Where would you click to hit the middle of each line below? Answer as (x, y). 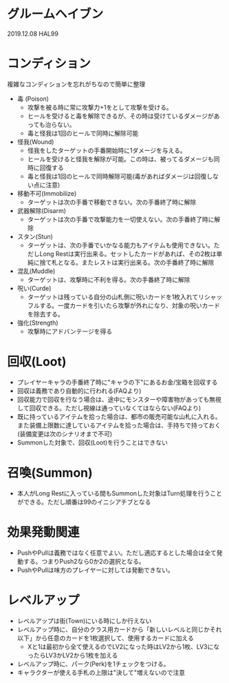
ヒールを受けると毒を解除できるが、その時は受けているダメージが (121, 116)
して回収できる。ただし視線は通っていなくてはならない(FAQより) (109, 408)
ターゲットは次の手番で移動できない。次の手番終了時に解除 (112, 202)
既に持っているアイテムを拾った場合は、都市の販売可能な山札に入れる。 (119, 416)
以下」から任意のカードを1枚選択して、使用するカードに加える (105, 638)
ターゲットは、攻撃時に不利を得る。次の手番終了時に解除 (109, 279)
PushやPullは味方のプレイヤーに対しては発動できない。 (95, 570)
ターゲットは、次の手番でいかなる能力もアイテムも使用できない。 (121, 245)
